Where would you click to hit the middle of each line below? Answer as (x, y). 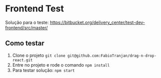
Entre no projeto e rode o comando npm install (61, 65)
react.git (23, 60)
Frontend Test (35, 9)
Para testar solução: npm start (43, 70)
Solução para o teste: (27, 22)
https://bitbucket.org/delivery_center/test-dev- (97, 22)
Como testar (25, 43)
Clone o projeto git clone (39, 55)
